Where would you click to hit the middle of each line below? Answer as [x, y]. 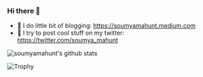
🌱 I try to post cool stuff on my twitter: [71, 33]
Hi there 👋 [24, 11]
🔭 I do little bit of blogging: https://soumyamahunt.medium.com [106, 26]
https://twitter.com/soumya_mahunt [68, 40]
